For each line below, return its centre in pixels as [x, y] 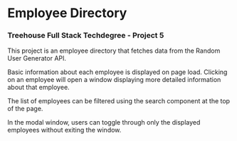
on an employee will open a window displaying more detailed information [114, 80]
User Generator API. [37, 58]
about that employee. [38, 88]
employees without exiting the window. [64, 130]
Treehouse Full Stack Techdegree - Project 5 [86, 36]
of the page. [25, 109]
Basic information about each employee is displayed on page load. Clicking [117, 72]
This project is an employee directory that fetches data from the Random [114, 51]
